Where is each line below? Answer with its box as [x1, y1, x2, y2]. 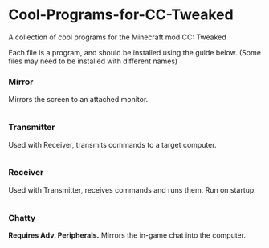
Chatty [8, 212, 36, 223]
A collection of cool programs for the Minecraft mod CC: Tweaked [8, 32, 226, 42]
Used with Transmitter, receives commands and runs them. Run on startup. [8, 185, 257, 194]
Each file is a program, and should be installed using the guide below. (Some [8, 47, 261, 57]
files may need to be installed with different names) [8, 56, 178, 66]
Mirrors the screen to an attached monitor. [8, 95, 149, 104]
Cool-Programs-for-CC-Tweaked [8, 6, 234, 24]
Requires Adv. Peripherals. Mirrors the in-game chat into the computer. [8, 230, 247, 240]
